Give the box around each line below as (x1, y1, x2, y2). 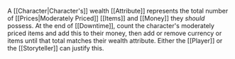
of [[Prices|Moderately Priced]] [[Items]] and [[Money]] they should (7, 14, 205, 22)
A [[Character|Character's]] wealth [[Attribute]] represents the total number (7, 7, 229, 15)
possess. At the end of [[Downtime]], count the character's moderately (7, 22, 215, 29)
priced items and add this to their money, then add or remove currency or (7, 29, 222, 37)
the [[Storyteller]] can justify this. (7, 44, 104, 52)
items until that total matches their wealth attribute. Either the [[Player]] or (7, 37, 223, 45)
